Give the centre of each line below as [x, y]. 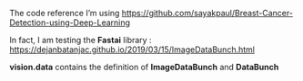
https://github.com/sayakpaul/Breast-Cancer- [207, 13]
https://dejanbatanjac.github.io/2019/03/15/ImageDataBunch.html [132, 49]
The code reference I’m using [65, 13]
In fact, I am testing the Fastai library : [81, 40]
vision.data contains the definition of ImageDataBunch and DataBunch [144, 67]
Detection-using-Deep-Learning [70, 22]
